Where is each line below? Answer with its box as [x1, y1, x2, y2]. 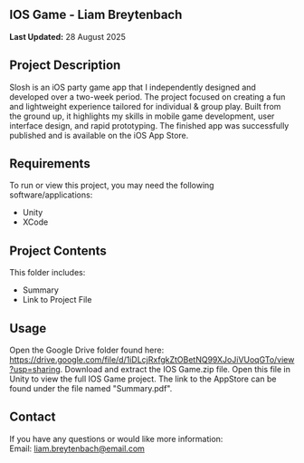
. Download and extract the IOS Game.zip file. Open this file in [60, 364, 291, 375]
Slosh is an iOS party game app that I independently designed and [9, 82, 256, 92]
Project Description [9, 58, 121, 73]
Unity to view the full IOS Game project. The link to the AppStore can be [9, 373, 277, 384]
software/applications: [9, 189, 93, 200]
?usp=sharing [9, 364, 61, 375]
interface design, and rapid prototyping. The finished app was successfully [9, 120, 290, 130]
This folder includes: [9, 267, 86, 278]
